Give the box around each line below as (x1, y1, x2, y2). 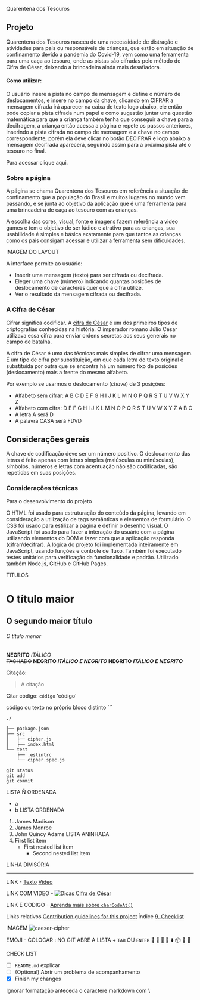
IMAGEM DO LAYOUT (6, 249, 60, 256)
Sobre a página (6, 174, 51, 182)
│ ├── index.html (6, 741, 55, 747)
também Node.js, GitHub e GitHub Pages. (6, 560, 108, 567)
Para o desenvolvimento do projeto (6, 497, 92, 504)
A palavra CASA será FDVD (14, 417, 82, 424)
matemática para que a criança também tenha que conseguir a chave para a (6, 116, 193, 123)
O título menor (6, 632, 42, 640)
